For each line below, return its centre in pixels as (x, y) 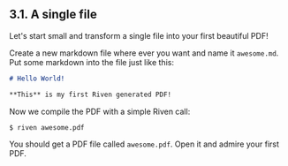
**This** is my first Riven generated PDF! (91, 94)
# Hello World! (37, 79)
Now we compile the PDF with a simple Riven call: (100, 111)
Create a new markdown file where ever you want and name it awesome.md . (144, 53)
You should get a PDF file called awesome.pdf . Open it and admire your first (144, 144)
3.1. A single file (53, 15)
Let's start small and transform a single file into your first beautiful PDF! (139, 35)
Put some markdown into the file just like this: (92, 62)
